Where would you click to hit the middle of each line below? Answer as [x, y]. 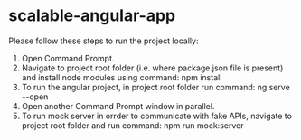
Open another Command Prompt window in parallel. [118, 106]
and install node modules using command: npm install [122, 77]
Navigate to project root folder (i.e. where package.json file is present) [152, 68]
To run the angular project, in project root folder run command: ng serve [155, 87]
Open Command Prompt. [68, 58]
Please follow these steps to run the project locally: [103, 41]
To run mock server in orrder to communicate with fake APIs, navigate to [157, 116]
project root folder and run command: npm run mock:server [132, 125]
